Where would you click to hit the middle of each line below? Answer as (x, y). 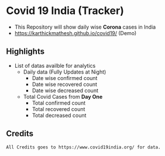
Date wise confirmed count (65, 78)
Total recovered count (59, 109)
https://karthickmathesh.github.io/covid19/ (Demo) (75, 33)
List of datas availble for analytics (55, 65)
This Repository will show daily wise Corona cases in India (85, 27)
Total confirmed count (59, 103)
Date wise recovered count (65, 84)
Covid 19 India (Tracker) (65, 11)
